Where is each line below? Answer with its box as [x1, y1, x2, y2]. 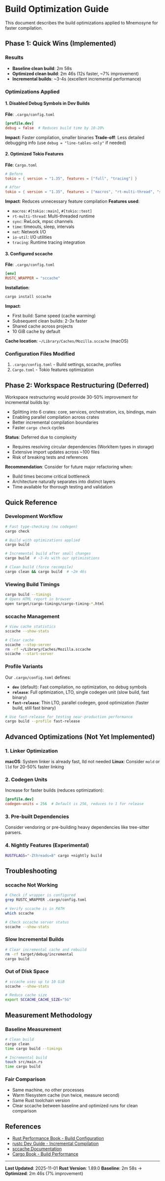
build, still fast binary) [12, 704, 56, 711]
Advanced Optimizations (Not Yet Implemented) [5, 733, 155, 741]
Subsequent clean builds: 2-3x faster [12, 318, 87, 324]
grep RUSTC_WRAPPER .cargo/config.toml [5, 897, 87, 902]
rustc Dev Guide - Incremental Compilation [12, 1141, 99, 1146]
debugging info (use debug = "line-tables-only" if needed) [5, 140, 127, 146]
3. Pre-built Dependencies [5, 813, 69, 820]
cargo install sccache [5, 295, 52, 299]
